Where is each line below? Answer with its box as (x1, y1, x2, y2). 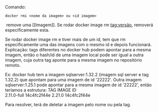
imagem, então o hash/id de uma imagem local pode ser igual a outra (5, 52, 144, 58)
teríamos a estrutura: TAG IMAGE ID (5, 87, 77, 93)
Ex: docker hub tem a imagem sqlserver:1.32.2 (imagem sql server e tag (5, 72, 149, 77)
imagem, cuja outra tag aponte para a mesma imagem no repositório (5, 57, 142, 63)
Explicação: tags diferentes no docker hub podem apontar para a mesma (5, 47, 151, 52)
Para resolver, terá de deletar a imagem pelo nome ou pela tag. (5, 102, 131, 107)
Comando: (5, 4, 26, 10)
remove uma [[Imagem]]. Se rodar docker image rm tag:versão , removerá (6, 22, 153, 28)
